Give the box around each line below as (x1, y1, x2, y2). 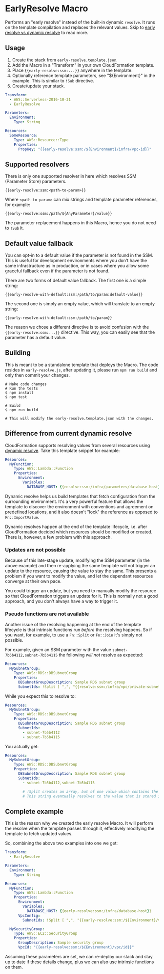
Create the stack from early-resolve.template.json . (12, 57, 118, 63)
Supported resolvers (5, 160, 69, 168)
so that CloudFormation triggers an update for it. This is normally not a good (5, 593, 158, 599)
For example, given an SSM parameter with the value (5, 647, 111, 653)
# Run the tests (5, 386, 38, 391)
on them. (5, 964, 23, 970)
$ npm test (5, 395, 27, 399)
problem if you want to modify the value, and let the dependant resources (5, 573, 153, 579)
